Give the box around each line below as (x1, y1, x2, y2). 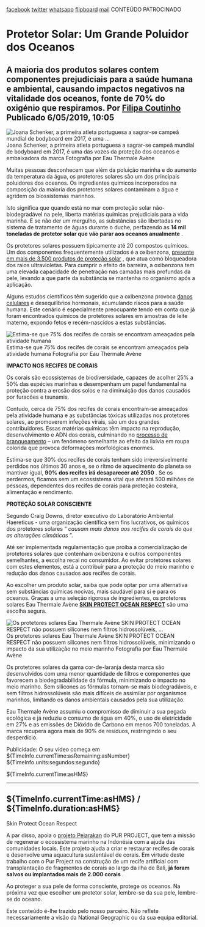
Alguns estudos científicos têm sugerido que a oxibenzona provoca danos (6, 293, 193, 300)
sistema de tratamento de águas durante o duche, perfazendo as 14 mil (6, 224, 186, 231)
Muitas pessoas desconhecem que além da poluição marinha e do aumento (6, 166, 197, 174)
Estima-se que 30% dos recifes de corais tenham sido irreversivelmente (6, 456, 188, 463)
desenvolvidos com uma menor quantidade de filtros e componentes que (6, 670, 191, 677)
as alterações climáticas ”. (6, 532, 73, 539)
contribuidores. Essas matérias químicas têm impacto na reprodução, (6, 425, 181, 432)
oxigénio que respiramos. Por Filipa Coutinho (6, 103, 181, 113)
